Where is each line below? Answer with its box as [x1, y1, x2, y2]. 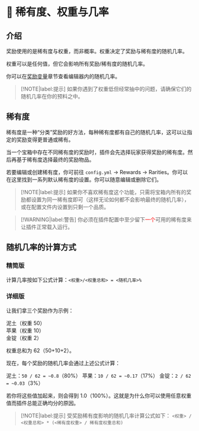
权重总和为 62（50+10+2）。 [6, 347, 75, 354]
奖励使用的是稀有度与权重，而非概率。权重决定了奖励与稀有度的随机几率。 [6, 48, 188, 54]
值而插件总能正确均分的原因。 [6, 399, 79, 406]
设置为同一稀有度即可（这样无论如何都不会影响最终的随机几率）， [31, 196, 190, 203]
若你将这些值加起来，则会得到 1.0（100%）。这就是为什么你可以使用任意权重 [6, 392, 192, 399]
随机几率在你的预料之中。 [20, 93, 84, 99]
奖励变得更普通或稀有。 [16, 136, 74, 143]
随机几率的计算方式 [6, 242, 76, 252]
